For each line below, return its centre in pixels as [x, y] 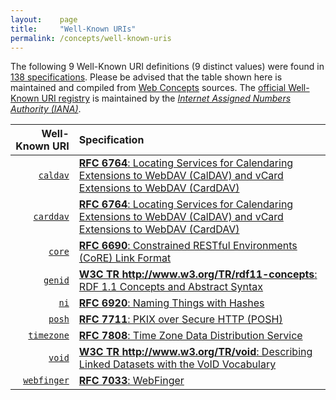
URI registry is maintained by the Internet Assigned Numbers [166, 98]
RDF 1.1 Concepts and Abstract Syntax [171, 287]
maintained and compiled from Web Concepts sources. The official [148, 88]
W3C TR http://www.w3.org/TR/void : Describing [195, 352]
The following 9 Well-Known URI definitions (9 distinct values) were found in [167, 67]
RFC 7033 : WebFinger [131, 381]
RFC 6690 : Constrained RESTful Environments [188, 246]
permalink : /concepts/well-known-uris [91, 38]
